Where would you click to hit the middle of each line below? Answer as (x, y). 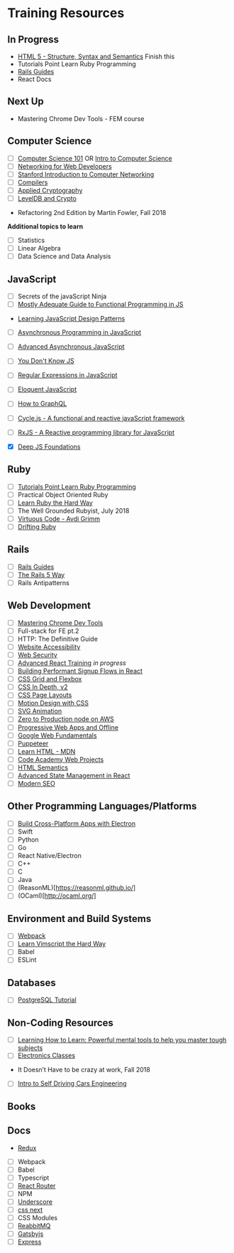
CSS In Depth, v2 (43, 687)
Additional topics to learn (45, 226)
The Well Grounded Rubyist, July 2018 (73, 510)
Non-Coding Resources (60, 1023)
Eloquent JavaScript (47, 389)
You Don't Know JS (46, 361)
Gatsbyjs (30, 1234)
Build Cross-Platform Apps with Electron (77, 823)
